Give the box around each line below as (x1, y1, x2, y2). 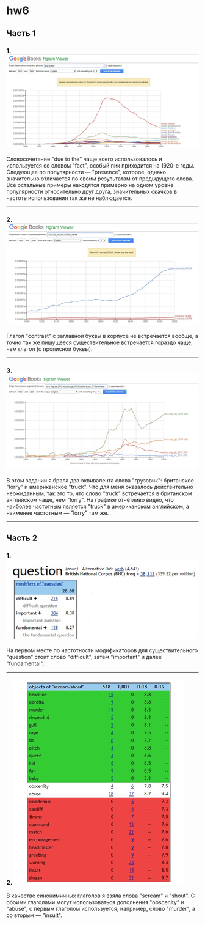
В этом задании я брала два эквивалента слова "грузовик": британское (6, 477, 194, 484)
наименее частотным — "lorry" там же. (6, 509, 109, 517)
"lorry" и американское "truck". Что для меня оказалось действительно (6, 484, 193, 491)
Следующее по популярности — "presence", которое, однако (6, 168, 167, 175)
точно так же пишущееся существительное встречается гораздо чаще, (6, 339, 193, 346)
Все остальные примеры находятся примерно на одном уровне (6, 181, 174, 188)
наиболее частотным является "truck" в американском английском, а (6, 503, 189, 510)
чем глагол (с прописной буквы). (6, 345, 93, 353)
